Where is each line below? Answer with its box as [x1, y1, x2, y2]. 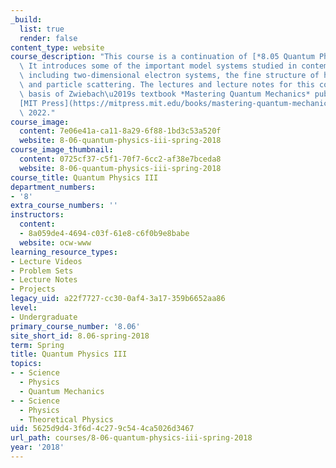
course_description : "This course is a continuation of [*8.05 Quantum [10, 52, 315, 62]
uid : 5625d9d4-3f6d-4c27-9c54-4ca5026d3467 [10, 424, 195, 434]
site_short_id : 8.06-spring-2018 [10, 331, 150, 341]
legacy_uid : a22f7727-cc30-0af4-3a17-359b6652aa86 [10, 294, 226, 304]
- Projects [10, 284, 56, 295]
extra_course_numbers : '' [10, 201, 118, 211]
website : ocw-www [19, 237, 92, 248]
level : [10, 303, 38, 313]
